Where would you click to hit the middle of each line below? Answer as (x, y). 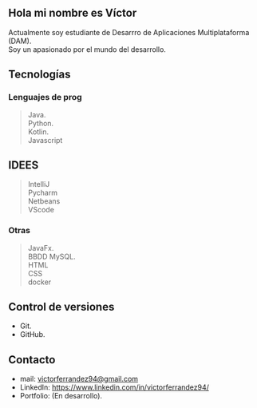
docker (40, 282)
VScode (41, 210)
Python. (41, 123)
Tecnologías (40, 75)
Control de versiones (61, 307)
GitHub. (32, 335)
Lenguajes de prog (45, 97)
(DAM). (20, 41)
